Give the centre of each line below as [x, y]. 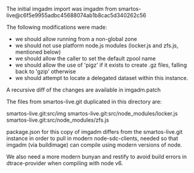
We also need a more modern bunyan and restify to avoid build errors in [97, 156]
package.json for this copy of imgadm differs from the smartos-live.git [95, 132]
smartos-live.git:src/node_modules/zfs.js [58, 120]
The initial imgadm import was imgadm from [62, 9]
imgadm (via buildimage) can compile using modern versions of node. [94, 145]
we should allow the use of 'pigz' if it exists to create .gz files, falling [101, 65]
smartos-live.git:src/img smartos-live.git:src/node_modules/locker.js [92, 113]
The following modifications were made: [57, 27]
